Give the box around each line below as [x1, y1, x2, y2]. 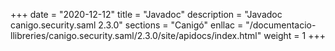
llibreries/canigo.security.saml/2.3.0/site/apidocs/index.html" [10, 30, 262, 41]
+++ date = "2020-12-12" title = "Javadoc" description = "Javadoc [10, 9, 283, 20]
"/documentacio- [245, 19, 317, 31]
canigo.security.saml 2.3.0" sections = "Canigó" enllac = [10, 19, 244, 31]
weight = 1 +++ [263, 30, 326, 41]
